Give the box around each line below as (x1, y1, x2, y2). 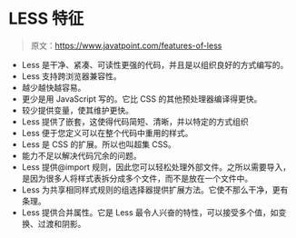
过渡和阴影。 (37, 218, 86, 229)
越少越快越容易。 (21, 82, 86, 93)
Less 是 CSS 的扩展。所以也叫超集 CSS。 (21, 138, 176, 150)
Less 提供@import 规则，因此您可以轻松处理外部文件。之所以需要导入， (21, 161, 291, 173)
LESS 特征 (8, 8, 84, 29)
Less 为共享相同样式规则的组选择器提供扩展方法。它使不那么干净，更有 (21, 183, 289, 195)
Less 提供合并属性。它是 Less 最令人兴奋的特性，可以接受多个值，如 (21, 206, 279, 218)
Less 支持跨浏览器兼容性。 (21, 70, 122, 82)
